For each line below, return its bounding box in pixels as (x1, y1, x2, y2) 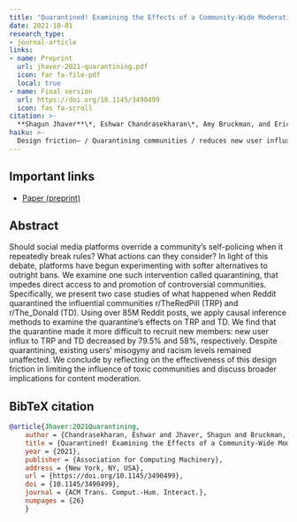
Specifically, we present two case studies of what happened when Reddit (9, 288, 277, 299)
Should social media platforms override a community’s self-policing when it (9, 242, 283, 252)
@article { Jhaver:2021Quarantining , (9, 422, 141, 432)
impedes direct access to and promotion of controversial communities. (9, 280, 267, 290)
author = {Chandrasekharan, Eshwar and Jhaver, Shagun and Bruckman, (25, 431, 287, 440)
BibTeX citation (9, 399, 95, 414)
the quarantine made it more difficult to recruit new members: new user (9, 326, 270, 337)
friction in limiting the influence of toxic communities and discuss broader (9, 364, 277, 374)
